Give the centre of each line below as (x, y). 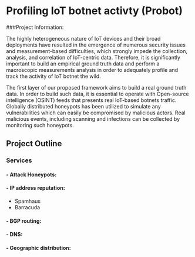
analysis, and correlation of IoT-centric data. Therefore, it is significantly (93, 57)
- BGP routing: (24, 221)
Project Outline (34, 144)
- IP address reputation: (36, 188)
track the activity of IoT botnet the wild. (53, 76)
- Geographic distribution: (39, 248)
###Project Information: (35, 27)
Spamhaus (28, 201)
